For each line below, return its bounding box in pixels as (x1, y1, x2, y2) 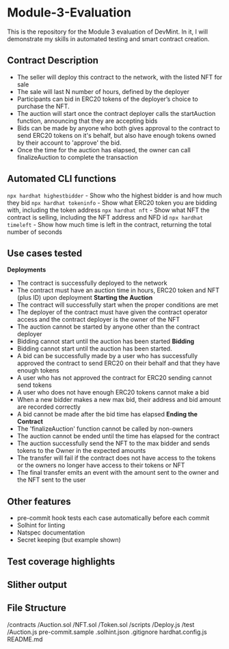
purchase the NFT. (16, 102, 70, 110)
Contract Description (7, 55, 99, 67)
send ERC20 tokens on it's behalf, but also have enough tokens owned (16, 131, 217, 139)
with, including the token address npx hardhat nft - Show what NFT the (7, 206, 210, 214)
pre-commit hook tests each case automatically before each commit (16, 514, 210, 522)
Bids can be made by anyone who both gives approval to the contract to (16, 123, 220, 132)
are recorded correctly (16, 403, 81, 411)
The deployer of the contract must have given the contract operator (16, 308, 208, 316)
